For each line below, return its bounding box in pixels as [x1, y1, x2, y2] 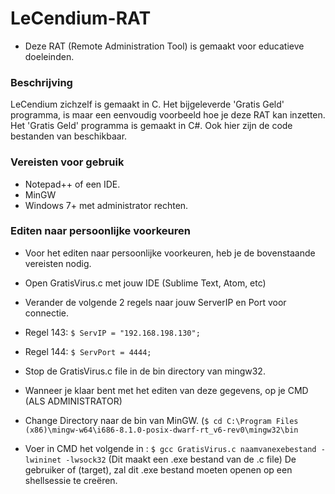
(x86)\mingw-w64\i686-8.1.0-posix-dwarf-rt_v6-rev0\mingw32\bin [24, 425, 299, 435]
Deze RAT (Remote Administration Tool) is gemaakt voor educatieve [24, 40, 305, 52]
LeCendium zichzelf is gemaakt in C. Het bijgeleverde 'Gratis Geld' [10, 98, 285, 111]
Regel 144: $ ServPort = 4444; [24, 345, 152, 357]
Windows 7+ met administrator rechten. [24, 199, 189, 211]
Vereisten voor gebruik [10, 155, 125, 169]
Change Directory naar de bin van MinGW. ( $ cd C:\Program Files [24, 414, 299, 426]
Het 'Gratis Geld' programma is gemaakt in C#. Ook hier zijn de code [10, 120, 293, 132]
